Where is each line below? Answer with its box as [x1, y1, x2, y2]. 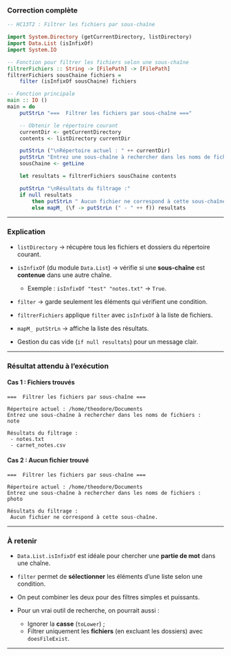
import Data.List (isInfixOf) [7, 40, 94, 47]
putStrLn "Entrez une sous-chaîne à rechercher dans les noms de [19, 154, 211, 161]
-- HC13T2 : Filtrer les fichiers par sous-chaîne [7, 21, 155, 28]
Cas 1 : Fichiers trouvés [7, 378, 76, 387]
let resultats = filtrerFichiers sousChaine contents [19, 173, 177, 180]
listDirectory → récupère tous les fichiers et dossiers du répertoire [16, 243, 210, 251]
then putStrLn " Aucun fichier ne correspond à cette [32, 198, 189, 205]
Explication [7, 227, 46, 236]
